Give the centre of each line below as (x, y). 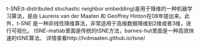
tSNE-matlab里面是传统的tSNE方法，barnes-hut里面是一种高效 (111, 31)
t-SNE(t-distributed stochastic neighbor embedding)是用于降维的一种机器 (97, 9)
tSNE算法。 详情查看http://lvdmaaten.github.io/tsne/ (81, 38)
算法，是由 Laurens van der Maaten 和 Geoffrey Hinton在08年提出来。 (98, 16)
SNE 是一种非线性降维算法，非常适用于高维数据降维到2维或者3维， (103, 23)
